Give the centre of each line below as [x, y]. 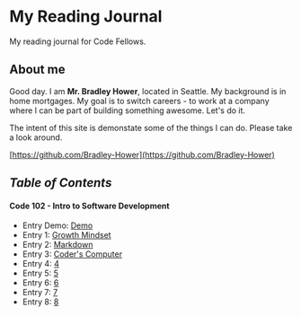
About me [37, 70]
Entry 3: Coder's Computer [72, 254]
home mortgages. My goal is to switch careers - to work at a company [139, 101]
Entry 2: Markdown [58, 245]
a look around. [36, 137]
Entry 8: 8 [40, 302]
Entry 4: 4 [41, 264]
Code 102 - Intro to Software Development [89, 206]
